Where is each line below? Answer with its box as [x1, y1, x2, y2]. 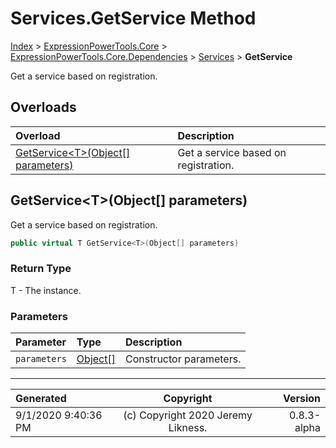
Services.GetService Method [10, 7, 257, 30]
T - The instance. [10, 284, 82, 296]
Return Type [10, 262, 72, 276]
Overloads [10, 99, 77, 116]
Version [282, 392, 321, 406]
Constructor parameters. [124, 352, 242, 366]
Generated [15, 392, 67, 406]
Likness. [168, 421, 208, 435]
